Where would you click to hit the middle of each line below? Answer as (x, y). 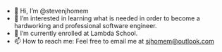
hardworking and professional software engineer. (85, 26)
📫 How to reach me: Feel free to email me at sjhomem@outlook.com (114, 41)
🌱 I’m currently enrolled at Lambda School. (76, 33)
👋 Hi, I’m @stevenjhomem (51, 11)
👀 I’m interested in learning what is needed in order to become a (107, 18)
